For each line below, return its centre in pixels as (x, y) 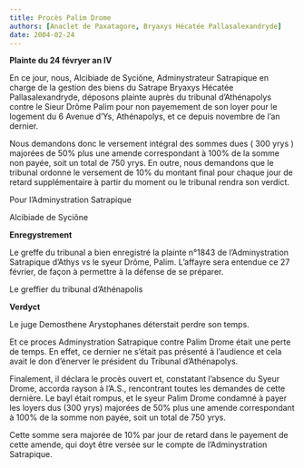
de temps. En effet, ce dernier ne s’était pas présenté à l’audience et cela (146, 352)
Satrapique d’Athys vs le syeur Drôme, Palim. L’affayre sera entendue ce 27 (150, 262)
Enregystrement (41, 235)
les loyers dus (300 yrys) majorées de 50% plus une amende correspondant (152, 408)
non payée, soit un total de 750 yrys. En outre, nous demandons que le (142, 163)
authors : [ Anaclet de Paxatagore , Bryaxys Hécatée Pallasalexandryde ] (146, 26)
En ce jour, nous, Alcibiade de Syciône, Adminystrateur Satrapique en (139, 78)
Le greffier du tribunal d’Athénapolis (76, 289)
